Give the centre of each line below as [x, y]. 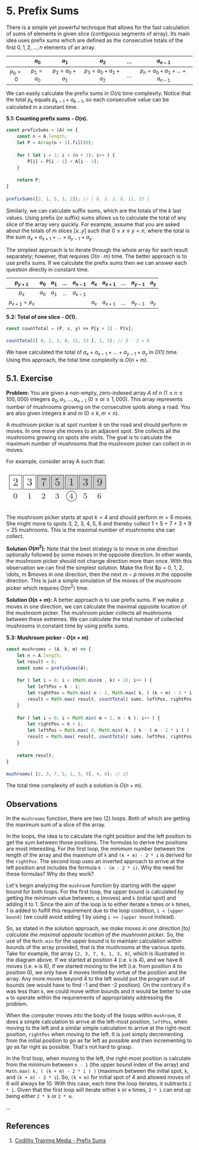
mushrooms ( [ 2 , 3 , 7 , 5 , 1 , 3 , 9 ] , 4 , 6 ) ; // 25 [67, 774]
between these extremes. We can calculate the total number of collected [95, 619]
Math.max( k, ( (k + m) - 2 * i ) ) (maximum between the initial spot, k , [97, 1071]
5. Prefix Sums [43, 11]
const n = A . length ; [42, 137]
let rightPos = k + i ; [55, 724]
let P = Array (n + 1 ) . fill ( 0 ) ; [55, 143]
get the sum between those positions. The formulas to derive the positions [97, 843]
